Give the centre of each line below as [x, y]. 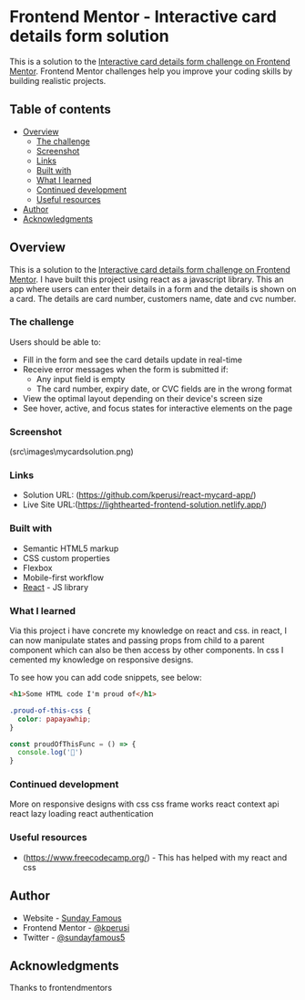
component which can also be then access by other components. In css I [147, 651]
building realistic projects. [58, 80]
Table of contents [60, 110]
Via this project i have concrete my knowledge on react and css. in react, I [148, 630]
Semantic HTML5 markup [71, 548]
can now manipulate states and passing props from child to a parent [137, 641]
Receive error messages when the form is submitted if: [126, 369]
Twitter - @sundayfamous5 [74, 937]
